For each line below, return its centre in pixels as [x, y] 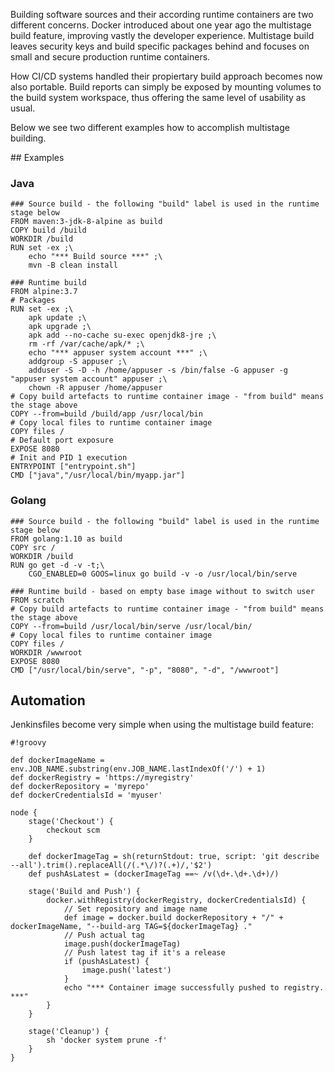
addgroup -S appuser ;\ [78, 362]
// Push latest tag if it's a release [144, 953]
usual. [23, 108]
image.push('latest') [126, 970]
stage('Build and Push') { [84, 892]
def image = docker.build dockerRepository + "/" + [173, 918]
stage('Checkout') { [71, 822]
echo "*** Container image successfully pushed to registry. [194, 988]
